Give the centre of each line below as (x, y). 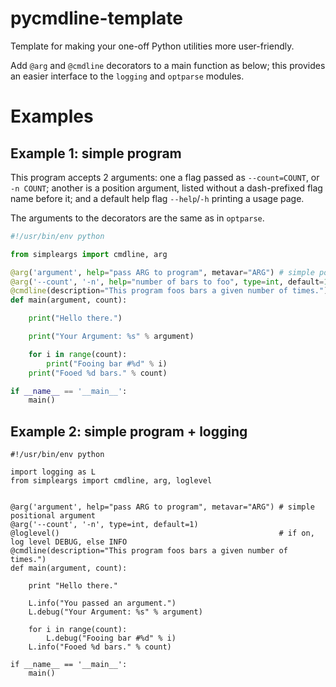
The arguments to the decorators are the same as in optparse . (137, 218)
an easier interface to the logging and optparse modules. (127, 76)
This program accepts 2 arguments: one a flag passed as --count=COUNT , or (165, 177)
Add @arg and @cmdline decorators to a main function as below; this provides (168, 65)
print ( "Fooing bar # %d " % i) (107, 363)
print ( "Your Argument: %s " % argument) (111, 337)
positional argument (53, 516)
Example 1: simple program (96, 153)
